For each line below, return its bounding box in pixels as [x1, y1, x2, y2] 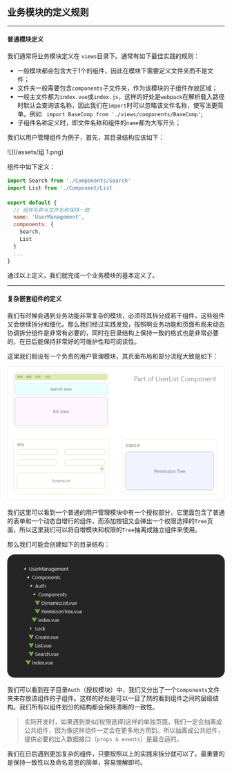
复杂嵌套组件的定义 [7, 295, 62, 303]
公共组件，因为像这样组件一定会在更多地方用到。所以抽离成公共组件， [23, 726, 224, 734]
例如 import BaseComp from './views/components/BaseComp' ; [29, 110, 204, 118]
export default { [7, 199, 57, 206]
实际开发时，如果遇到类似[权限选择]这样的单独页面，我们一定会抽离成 [23, 717, 223, 725]
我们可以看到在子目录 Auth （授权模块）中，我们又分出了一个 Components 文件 [7, 685, 220, 693]
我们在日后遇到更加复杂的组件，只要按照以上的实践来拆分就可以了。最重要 [7, 749, 219, 758]
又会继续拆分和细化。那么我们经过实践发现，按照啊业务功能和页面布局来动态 [7, 320, 225, 328]
